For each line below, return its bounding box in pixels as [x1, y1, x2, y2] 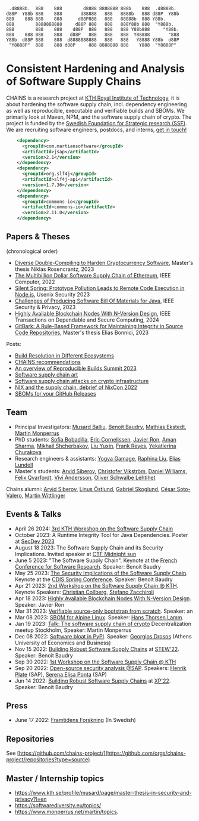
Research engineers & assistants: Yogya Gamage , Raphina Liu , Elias [14, 455, 181, 462]
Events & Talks [6, 509, 62, 519]
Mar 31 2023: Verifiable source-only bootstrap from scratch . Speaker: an [14, 607, 193, 615]
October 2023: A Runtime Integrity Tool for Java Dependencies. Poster [14, 531, 188, 538]
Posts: [6, 340, 22, 347]
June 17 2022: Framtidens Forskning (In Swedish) [14, 717, 137, 724]
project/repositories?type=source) [6, 756, 90, 763]
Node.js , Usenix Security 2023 [14, 291, 90, 298]
